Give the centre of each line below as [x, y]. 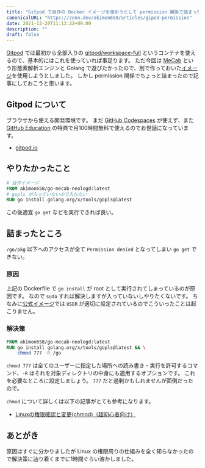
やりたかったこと [38, 168]
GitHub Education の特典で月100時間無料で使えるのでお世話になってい [95, 128]
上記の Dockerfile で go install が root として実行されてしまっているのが [98, 289]
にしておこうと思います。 [43, 84]
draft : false [23, 35]
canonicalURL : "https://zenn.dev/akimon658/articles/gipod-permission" [99, 18]
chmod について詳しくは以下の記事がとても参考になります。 [80, 401]
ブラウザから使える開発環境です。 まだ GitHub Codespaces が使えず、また [100, 120]
